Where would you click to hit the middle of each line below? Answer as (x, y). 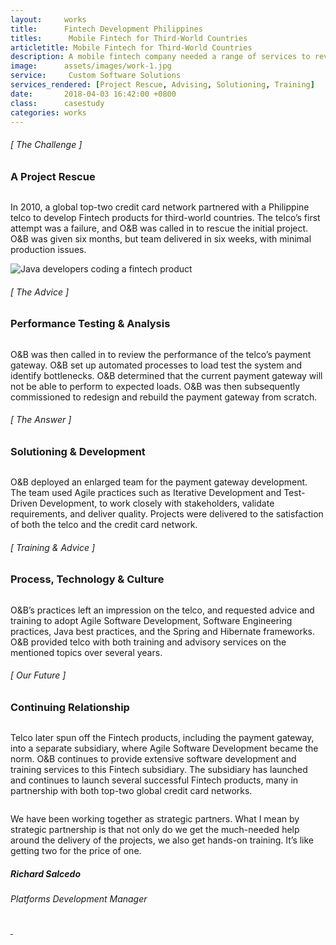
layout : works (48, 19)
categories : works (48, 112)
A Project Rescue (53, 176)
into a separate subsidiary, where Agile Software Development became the (164, 748)
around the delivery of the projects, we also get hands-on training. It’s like (162, 840)
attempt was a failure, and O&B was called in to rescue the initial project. (159, 228)
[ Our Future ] (38, 675)
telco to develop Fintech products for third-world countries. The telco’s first (165, 217)
